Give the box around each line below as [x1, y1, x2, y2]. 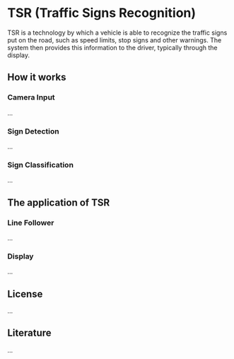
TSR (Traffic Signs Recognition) [7, 5, 197, 21]
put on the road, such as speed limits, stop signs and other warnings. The [7, 35, 222, 44]
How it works [7, 71, 66, 83]
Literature [7, 327, 52, 339]
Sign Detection [7, 126, 59, 136]
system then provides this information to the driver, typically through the [7, 43, 218, 52]
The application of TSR [7, 196, 110, 208]
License [7, 288, 43, 300]
